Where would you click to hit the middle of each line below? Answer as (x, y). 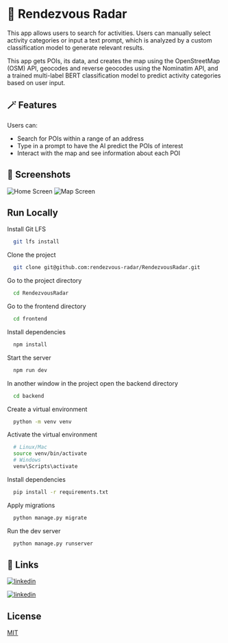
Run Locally (33, 212)
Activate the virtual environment (52, 434)
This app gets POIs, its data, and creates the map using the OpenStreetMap (114, 60)
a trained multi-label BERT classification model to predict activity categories (114, 75)
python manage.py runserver (53, 543)
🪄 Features (32, 105)
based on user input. (36, 82)
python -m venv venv (42, 421)
